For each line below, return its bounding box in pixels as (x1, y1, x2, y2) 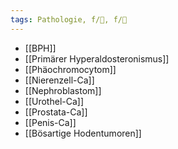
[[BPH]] (24, 42, 57, 54)
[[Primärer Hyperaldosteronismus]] (24, 52, 170, 65)
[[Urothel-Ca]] (24, 95, 85, 107)
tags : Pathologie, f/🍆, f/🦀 (10, 14, 128, 25)
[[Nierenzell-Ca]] (24, 74, 95, 86)
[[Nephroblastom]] (24, 84, 102, 96)
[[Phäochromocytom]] (24, 63, 117, 75)
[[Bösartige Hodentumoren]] (24, 127, 142, 139)
